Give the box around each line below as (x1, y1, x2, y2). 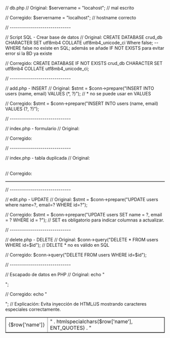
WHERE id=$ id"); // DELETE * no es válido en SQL (5, 242, 110, 248)
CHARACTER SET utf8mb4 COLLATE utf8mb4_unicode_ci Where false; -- (5, 40, 158, 46)
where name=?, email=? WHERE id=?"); (5, 202, 88, 208)
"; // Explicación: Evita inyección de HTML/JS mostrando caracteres (5, 301, 147, 307)
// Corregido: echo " (5, 291, 47, 297)
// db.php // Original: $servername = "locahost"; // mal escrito (5, 5, 134, 11)
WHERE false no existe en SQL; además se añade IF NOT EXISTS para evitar (5, 45, 164, 51)
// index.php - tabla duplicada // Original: (5, 155, 90, 161)
